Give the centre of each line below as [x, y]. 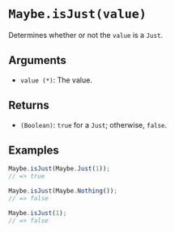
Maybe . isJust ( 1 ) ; [38, 213]
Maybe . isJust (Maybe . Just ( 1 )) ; [60, 169]
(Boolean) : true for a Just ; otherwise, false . [94, 124]
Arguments [38, 60]
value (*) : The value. [56, 80]
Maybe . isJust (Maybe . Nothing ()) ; [63, 191]
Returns [29, 105]
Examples [34, 150]
